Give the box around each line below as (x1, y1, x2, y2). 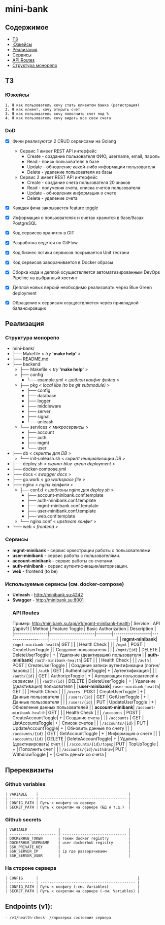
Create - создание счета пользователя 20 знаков (27, 180, 131, 185)
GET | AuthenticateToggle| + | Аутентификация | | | (53, 667, 157, 674)
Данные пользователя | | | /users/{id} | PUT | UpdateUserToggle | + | (12, 699, 157, 705)
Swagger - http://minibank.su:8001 (12, 597, 84, 603)
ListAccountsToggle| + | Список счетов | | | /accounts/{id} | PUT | (12, 720, 149, 726)
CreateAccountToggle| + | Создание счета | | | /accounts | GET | (12, 715, 144, 721)
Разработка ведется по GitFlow (12, 240, 78, 246)
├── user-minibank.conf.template (27, 508, 96, 514)
